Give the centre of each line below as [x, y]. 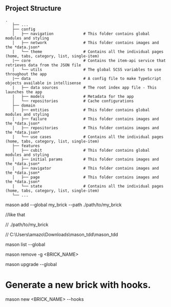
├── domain [24, 105]
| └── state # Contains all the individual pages [88, 186]
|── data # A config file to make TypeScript [87, 78]
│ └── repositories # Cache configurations [73, 101]
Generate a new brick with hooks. [78, 285]
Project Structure [33, 8]
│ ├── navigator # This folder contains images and [85, 168]
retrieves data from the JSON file [43, 65]
